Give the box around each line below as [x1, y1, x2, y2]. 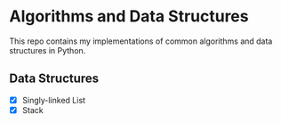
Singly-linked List [21, 94, 86, 105]
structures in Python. [9, 45, 86, 55]
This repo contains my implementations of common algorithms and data [9, 36, 273, 46]
